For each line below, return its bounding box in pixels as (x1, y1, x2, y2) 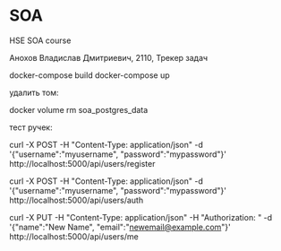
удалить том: (9, 87, 60, 98)
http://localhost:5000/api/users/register (9, 158, 156, 169)
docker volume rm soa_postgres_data (9, 104, 149, 115)
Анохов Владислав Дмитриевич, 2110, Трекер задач (9, 52, 209, 63)
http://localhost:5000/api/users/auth (9, 195, 144, 205)
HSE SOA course (9, 35, 72, 46)
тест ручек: (9, 122, 53, 133)
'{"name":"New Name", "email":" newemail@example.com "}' (9, 221, 231, 232)
